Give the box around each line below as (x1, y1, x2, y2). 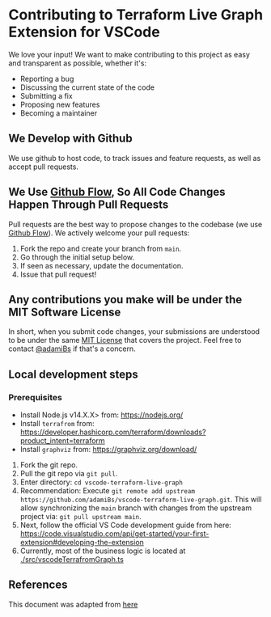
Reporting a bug (19, 74, 74, 83)
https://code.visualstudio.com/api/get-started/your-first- (19, 529, 210, 539)
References (8, 578, 68, 592)
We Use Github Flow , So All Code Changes (8, 185, 226, 199)
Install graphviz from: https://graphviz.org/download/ (19, 445, 197, 454)
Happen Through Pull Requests (8, 198, 169, 212)
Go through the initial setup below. (19, 252, 135, 262)
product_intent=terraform (19, 436, 105, 446)
